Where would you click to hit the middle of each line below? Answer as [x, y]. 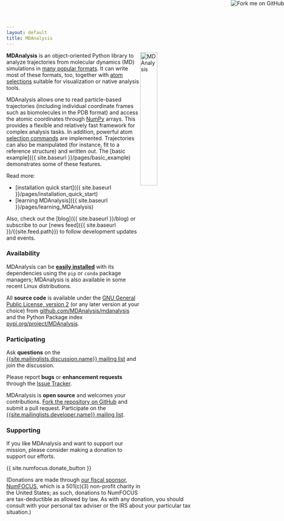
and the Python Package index [45, 317]
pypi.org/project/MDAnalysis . [43, 323]
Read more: [21, 175]
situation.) [19, 512]
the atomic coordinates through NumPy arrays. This [71, 119]
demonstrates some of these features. [54, 164]
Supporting [23, 431]
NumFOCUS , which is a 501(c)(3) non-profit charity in [73, 486]
